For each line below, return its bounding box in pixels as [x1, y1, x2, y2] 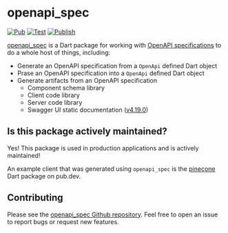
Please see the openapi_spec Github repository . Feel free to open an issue [7, 210, 218, 219]
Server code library [27, 98, 83, 106]
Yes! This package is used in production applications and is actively [7, 143, 199, 152]
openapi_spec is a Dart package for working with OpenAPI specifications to [7, 41, 222, 49]
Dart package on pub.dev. [7, 172, 81, 180]
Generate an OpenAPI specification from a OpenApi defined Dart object [17, 61, 218, 70]
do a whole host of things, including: [7, 48, 111, 57]
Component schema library [27, 83, 105, 92]
